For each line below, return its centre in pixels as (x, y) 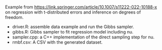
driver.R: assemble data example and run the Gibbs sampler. (73, 27)
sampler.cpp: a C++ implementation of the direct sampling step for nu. (83, 37)
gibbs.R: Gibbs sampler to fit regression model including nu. (73, 32)
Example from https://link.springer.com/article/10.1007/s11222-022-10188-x (81, 7)
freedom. (14, 17)
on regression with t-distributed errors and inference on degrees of (73, 12)
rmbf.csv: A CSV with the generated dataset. (57, 42)
